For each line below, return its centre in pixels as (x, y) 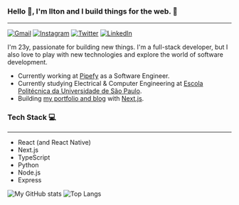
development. (27, 62)
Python (28, 165)
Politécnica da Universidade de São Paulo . (80, 91)
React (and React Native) (54, 142)
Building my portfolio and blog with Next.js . (81, 99)
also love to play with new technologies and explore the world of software (116, 55)
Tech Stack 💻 (32, 118)
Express (30, 179)
